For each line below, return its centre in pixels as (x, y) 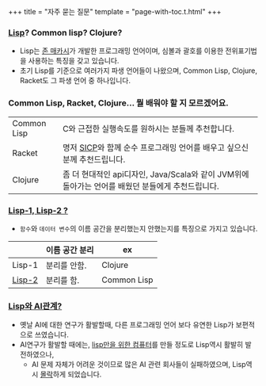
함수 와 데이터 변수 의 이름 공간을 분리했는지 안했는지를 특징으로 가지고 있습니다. (139, 228)
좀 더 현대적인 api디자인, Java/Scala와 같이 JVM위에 (156, 174)
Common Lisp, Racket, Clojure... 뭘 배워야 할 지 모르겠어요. (119, 103)
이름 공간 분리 (70, 250)
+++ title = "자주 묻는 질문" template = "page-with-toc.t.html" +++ (115, 11)
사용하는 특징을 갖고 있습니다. (74, 61)
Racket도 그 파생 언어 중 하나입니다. (75, 81)
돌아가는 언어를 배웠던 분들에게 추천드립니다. (141, 186)
